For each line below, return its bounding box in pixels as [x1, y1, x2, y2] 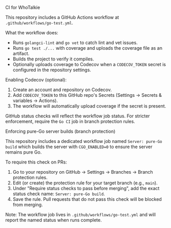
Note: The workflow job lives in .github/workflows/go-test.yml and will [5, 212, 156, 217]
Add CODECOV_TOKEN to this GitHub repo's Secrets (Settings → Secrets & [12, 92, 162, 98]
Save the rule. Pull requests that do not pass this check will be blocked [12, 196, 162, 202]
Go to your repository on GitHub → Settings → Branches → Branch [12, 169, 154, 175]
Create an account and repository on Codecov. [12, 87, 112, 93]
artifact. [12, 51, 30, 56]
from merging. [12, 202, 43, 208]
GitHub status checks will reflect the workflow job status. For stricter [5, 113, 150, 119]
